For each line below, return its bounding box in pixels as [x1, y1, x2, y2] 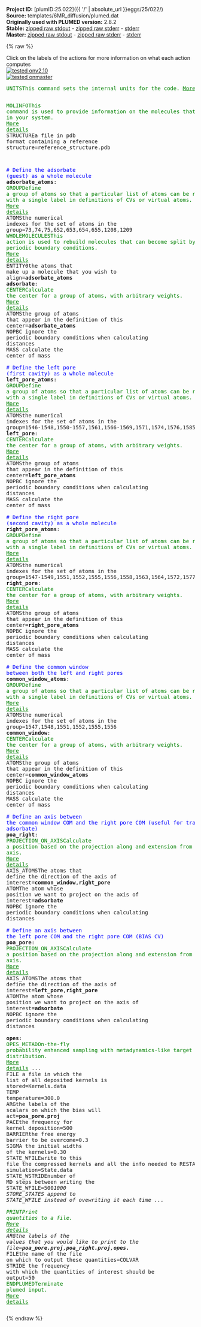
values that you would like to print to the [6, 1238, 139, 1245]
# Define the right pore [6, 514, 79, 520]
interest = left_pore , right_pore [6, 987, 98, 993]
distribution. [6, 1053, 48, 1059]
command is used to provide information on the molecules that [6, 108, 196, 115]
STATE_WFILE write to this [6, 1155, 83, 1161]
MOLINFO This [6, 102, 41, 109]
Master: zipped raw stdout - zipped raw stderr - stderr [6, 31, 142, 38]
